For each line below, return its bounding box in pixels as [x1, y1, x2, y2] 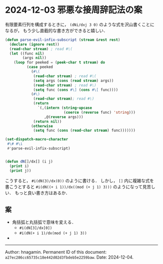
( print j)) [9, 168, 32, 173]
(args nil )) [22, 56, 47, 61]
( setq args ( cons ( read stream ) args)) [33, 78, 114, 83]
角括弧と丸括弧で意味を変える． [12, 219, 76, 225]
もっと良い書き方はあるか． [14, 190, 70, 196]
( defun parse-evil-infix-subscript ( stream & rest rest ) [5, 37, 120, 42]
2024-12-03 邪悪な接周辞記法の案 [5, 4, 143, 16]
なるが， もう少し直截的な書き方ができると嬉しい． [5, 27, 108, 33]
